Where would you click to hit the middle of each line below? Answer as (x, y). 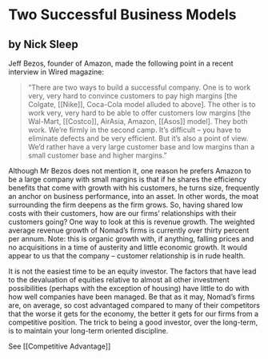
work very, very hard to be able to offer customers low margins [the (139, 113)
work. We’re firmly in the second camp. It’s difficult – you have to (134, 130)
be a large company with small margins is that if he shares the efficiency (127, 179)
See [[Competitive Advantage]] (60, 346)
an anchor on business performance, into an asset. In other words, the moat (134, 196)
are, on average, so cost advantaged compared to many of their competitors (134, 305)
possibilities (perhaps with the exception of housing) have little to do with (129, 288)
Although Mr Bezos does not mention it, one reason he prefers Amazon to (130, 171)
